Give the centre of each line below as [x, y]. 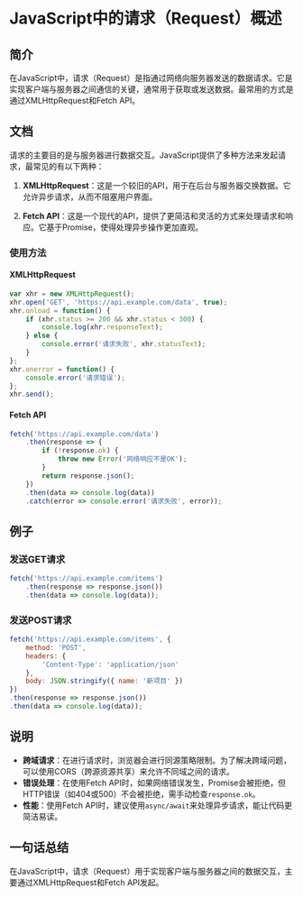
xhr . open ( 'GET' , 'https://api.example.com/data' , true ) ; [119, 302]
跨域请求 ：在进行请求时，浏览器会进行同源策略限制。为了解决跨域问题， [156, 760]
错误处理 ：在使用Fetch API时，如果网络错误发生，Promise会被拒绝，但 [154, 783]
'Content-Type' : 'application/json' [110, 664]
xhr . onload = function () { [60, 311]
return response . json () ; [88, 476]
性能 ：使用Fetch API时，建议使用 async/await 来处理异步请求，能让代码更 [157, 805]
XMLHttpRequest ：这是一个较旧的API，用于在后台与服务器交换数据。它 [156, 185]
